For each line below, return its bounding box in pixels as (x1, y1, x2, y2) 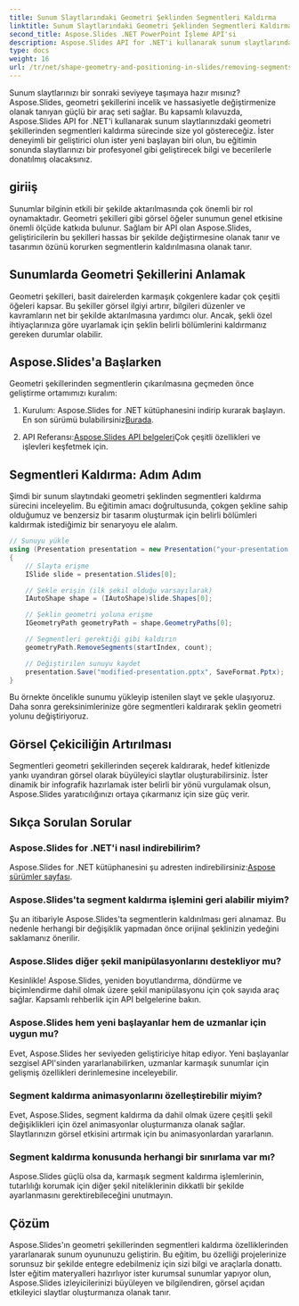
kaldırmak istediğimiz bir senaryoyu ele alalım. (9, 520, 178, 530)
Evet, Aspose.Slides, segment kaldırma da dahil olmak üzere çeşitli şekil (9, 1110, 273, 1120)
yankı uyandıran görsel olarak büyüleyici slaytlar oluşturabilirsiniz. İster (9, 769, 269, 781)
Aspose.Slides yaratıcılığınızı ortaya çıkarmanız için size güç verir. (9, 789, 250, 800)
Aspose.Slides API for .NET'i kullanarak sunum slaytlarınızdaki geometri (9, 115, 271, 126)
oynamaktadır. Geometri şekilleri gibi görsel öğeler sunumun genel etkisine (9, 212, 283, 223)
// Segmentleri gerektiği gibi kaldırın (25, 635, 177, 644)
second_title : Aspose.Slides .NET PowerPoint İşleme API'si (9, 29, 238, 38)
